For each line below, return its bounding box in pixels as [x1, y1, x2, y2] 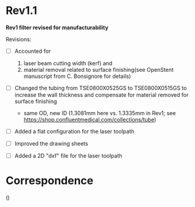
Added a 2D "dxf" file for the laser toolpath [14, 152, 122, 160]
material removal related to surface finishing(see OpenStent [23, 66, 174, 73]
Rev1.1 [5, 4, 37, 18]
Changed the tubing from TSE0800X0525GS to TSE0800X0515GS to [14, 85, 187, 91]
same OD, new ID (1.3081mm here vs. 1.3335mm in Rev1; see [23, 110, 176, 117]
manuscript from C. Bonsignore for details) [23, 72, 132, 80]
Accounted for [14, 47, 51, 55]
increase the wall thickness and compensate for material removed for [14, 91, 189, 99]
